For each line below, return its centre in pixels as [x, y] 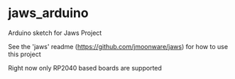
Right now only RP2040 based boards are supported [85, 68]
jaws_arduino [48, 13]
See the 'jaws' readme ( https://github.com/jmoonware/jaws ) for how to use [118, 46]
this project [24, 54]
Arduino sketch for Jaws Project [55, 33]
